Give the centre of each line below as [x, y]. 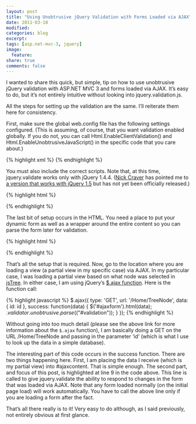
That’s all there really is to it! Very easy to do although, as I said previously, [96, 409]
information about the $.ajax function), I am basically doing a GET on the [94, 330]
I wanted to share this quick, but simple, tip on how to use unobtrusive [90, 82]
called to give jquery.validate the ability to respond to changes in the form [94, 379]
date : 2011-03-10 [27, 22]
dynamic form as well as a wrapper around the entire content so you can [93, 224]
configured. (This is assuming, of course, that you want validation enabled [95, 130]
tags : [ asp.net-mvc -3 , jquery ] [44, 44]
